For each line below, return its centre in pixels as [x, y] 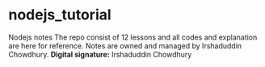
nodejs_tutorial [60, 15]
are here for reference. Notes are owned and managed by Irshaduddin [125, 45]
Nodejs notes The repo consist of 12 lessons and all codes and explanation [133, 37]
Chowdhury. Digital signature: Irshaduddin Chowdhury [100, 54]
